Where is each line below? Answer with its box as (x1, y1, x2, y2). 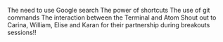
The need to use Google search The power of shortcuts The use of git (7, 6, 210, 14)
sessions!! (7, 28, 37, 36)
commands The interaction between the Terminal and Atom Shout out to (7, 13, 217, 22)
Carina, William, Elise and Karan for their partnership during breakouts (7, 21, 210, 29)
